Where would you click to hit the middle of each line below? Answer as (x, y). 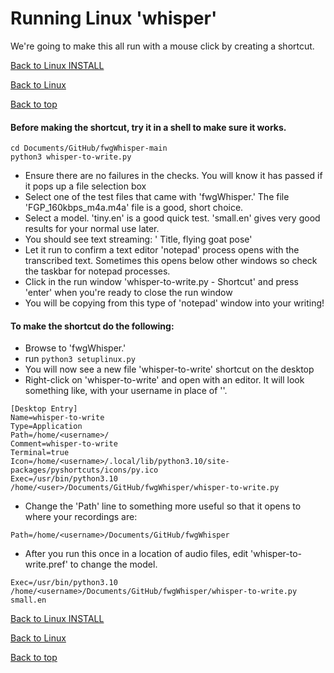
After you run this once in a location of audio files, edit (136, 554)
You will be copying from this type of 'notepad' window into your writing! (174, 303)
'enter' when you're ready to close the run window (128, 293)
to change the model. (113, 564)
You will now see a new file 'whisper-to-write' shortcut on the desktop (169, 369)
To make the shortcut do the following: (92, 326)
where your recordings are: (81, 517)
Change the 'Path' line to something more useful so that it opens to (163, 506)
